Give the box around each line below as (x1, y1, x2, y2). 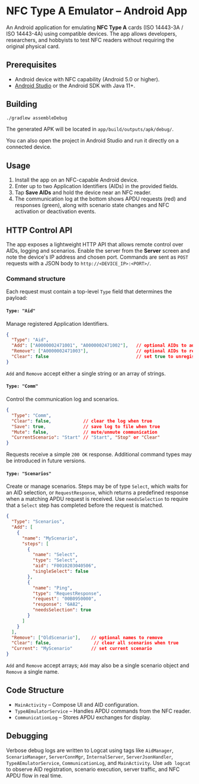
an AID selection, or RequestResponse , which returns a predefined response (6, 489, 188, 496)
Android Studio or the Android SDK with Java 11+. (14, 82, 136, 89)
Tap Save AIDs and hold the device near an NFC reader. (14, 189, 152, 196)
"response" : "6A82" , (32, 601, 84, 608)
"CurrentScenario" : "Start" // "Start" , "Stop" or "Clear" (11, 434, 161, 440)
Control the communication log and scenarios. (6, 396, 119, 403)
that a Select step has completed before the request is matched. (6, 501, 164, 509)
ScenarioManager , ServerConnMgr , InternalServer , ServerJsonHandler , (6, 753, 174, 760)
